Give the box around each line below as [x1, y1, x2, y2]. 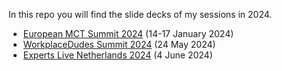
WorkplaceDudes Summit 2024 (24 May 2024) [22, 39, 216, 50]
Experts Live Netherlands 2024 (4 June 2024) [22, 49, 213, 61]
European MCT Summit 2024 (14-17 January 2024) [22, 28, 235, 39]
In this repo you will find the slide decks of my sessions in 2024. [8, 9, 273, 20]
